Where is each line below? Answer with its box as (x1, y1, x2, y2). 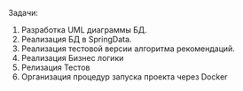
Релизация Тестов (20, 62, 90, 72)
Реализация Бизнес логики (20, 53, 124, 63)
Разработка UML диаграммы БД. (20, 25, 147, 34)
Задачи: (8, 8, 39, 18)
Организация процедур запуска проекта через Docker (20, 72, 228, 82)
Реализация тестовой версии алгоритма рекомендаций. (20, 43, 236, 54)
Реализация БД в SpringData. (20, 34, 132, 44)
